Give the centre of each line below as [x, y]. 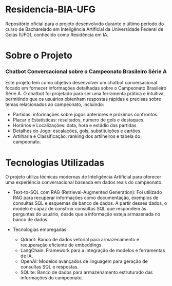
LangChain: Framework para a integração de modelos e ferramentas [93, 251]
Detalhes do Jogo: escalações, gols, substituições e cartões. [77, 131]
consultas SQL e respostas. [49, 267]
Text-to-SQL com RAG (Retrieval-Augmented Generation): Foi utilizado [87, 192]
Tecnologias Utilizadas [55, 163]
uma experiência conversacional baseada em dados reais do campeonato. [84, 182]
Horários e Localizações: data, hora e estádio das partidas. [75, 126]
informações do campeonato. [52, 278]
